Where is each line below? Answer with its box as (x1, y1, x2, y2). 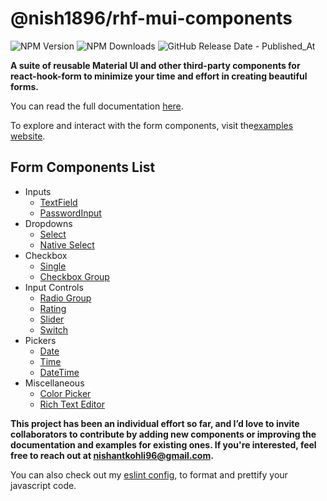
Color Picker (39, 387, 92, 399)
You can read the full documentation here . (10, 100, 184, 112)
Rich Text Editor (39, 398, 105, 410)
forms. (10, 80, 39, 92)
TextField (39, 196, 78, 208)
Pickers (24, 334, 57, 346)
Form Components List (10, 159, 156, 176)
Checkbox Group (39, 270, 110, 282)
